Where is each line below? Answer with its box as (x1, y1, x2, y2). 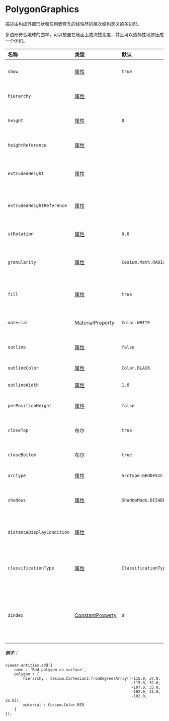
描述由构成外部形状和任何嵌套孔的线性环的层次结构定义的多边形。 (5, 21, 142, 27)
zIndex (8, 612, 24, 618)
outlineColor (8, 365, 39, 371)
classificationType (8, 565, 54, 571)
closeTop (8, 427, 29, 433)
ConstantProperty (74, 612, 117, 619)
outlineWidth (8, 382, 39, 388)
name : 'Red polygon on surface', (14, 667, 87, 672)
